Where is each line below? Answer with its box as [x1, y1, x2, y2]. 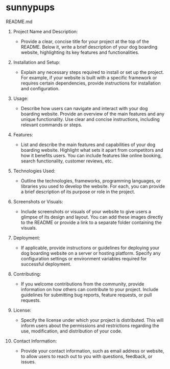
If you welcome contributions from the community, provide [20, 281, 144, 287]
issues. [20, 358, 36, 365]
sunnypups [6, 2, 55, 13]
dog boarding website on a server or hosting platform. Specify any [20, 250, 161, 256]
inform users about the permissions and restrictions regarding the [20, 322, 160, 329]
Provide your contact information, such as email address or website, [20, 347, 164, 354]
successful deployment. [20, 261, 71, 267]
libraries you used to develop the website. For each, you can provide [20, 183, 165, 189]
